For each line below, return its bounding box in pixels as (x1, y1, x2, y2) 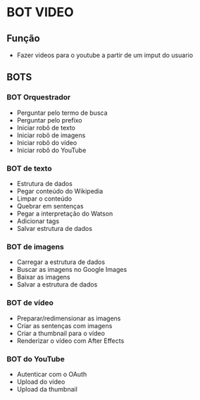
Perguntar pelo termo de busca (16, 108, 108, 117)
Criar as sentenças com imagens (16, 321, 113, 330)
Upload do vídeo (16, 377, 65, 386)
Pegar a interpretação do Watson (16, 209, 113, 218)
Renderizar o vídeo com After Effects (16, 336, 125, 345)
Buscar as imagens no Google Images (16, 265, 127, 274)
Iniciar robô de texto (16, 123, 75, 132)
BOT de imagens (6, 242, 64, 251)
